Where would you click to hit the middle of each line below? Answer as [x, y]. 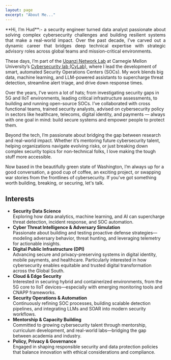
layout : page [19, 10]
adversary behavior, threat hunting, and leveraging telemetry [97, 238]
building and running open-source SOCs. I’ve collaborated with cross [78, 103]
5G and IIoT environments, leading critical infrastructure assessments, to [81, 98]
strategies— [145, 233]
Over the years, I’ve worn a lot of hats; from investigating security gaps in [82, 92]
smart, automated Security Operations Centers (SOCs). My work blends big [84, 71]
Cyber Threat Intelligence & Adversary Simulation [66, 227]
